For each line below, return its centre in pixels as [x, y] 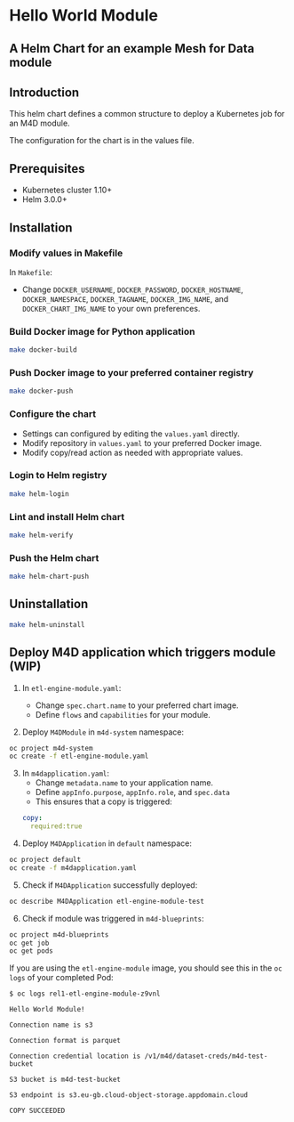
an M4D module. [40, 123]
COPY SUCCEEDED [37, 1111]
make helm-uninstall [48, 624]
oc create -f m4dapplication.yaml [73, 868]
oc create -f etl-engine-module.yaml [79, 756]
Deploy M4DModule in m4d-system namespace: [103, 732]
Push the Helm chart [54, 557]
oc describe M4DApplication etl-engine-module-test [107, 901]
